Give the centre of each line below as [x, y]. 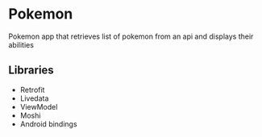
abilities [21, 44]
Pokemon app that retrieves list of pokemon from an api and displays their [131, 36]
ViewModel [39, 106]
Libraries [31, 71]
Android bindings [49, 124]
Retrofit [32, 89]
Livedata [34, 98]
